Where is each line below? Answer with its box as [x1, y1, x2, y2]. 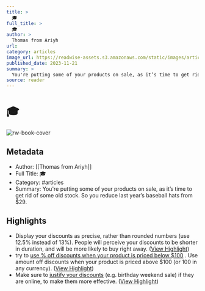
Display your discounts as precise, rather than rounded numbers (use [15, 232, 190, 239]
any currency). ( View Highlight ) [15, 264, 94, 272]
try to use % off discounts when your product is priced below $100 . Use [15, 251, 198, 259]
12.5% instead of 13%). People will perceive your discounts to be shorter [15, 238, 198, 246]
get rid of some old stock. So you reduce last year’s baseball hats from [15, 191, 193, 199]
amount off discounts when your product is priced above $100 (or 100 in [15, 258, 197, 265]
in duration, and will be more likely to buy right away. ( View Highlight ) [15, 245, 190, 252]
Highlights [6, 216, 47, 226]
